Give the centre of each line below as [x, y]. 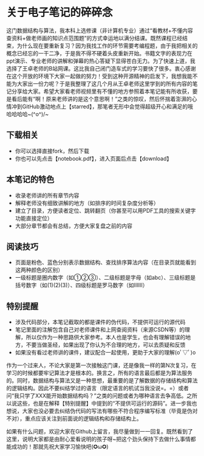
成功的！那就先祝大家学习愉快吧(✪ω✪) [60, 447]
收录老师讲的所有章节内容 [47, 195]
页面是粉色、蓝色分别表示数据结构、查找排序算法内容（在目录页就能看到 [105, 263]
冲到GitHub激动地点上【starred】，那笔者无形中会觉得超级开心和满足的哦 [102, 106]
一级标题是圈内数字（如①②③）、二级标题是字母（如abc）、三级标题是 [105, 278]
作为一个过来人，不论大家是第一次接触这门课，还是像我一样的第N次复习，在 [101, 365]
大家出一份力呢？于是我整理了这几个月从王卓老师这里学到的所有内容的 [104, 83]
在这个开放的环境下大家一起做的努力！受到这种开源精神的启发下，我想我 [97, 76]
